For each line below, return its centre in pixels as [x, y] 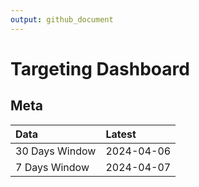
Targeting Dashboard [100, 68]
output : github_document [62, 19]
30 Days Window [56, 151]
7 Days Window [52, 167]
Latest [121, 134]
